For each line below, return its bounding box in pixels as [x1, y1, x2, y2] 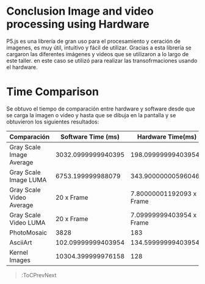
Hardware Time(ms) [137, 133, 197, 141]
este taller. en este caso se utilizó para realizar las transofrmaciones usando [6, 57, 198, 64]
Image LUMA [9, 175, 47, 184]
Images [9, 255, 31, 264]
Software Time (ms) [60, 133, 120, 141]
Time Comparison [6, 85, 99, 99]
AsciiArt [9, 238, 32, 247]
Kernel [9, 248, 29, 257]
